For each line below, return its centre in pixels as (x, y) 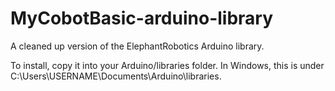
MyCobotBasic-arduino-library (142, 18)
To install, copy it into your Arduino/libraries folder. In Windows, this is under (167, 65)
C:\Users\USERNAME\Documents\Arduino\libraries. (116, 76)
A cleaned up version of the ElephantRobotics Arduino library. (137, 46)
